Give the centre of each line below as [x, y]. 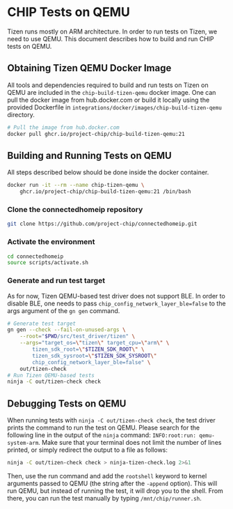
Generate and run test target [56, 281]
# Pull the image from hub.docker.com [63, 127]
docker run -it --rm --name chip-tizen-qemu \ [76, 185]
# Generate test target [42, 324]
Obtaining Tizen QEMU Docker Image [89, 68]
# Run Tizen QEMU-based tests [51, 375]
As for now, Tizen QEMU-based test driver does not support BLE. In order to [116, 296]
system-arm [23, 443]
